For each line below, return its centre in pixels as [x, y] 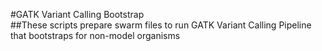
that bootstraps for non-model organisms [95, 35]
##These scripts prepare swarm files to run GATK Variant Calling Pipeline [161, 25]
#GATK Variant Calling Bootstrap [77, 14]
